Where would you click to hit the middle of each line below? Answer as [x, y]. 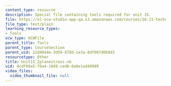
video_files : [19, 71]
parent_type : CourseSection [35, 48]
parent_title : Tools [27, 43]
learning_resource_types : [33, 29]
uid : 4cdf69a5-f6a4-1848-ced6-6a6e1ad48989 [52, 66]
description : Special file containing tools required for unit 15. [78, 15]
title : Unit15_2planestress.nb [38, 62]
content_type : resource [31, 10]
